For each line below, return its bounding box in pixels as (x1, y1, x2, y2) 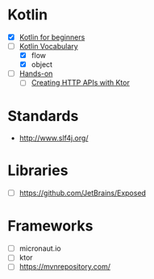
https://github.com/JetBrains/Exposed (19, 188, 147, 198)
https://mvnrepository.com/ (19, 262, 110, 272)
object (31, 60, 53, 69)
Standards (7, 106, 79, 125)
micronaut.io (19, 244, 61, 253)
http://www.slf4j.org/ (19, 133, 89, 143)
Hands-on (19, 69, 53, 78)
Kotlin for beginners (19, 32, 85, 42)
